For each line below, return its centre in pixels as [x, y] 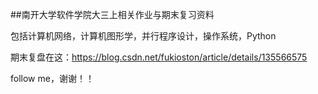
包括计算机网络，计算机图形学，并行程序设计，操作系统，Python [143, 36]
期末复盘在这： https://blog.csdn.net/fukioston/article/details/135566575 [159, 57]
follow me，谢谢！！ [52, 78]
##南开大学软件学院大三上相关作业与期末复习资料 [112, 14]
